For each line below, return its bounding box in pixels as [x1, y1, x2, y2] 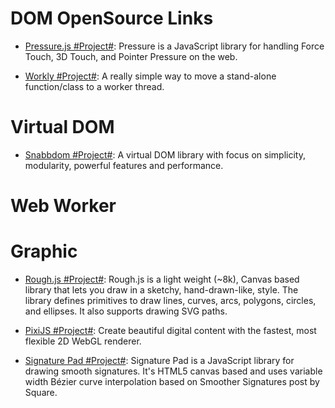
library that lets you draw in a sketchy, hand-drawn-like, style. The [24, 284, 299, 296]
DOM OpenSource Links [10, 7, 214, 30]
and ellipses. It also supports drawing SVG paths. [24, 305, 228, 317]
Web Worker [10, 195, 117, 217]
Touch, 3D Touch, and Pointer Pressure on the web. [24, 50, 238, 62]
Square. [24, 387, 58, 398]
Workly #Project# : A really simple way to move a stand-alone [24, 70, 277, 82]
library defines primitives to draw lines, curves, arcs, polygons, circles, [24, 295, 317, 306]
